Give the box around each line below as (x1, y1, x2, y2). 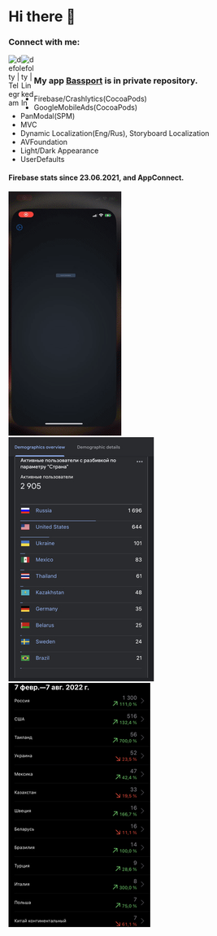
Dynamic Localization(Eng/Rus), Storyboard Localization (20, 128, 210, 138)
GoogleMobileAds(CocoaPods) (33, 102, 138, 112)
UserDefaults (20, 154, 65, 164)
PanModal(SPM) (20, 111, 76, 120)
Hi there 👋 (8, 7, 76, 26)
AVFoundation (20, 137, 67, 147)
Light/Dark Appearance (20, 146, 99, 155)
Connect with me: (8, 37, 80, 48)
